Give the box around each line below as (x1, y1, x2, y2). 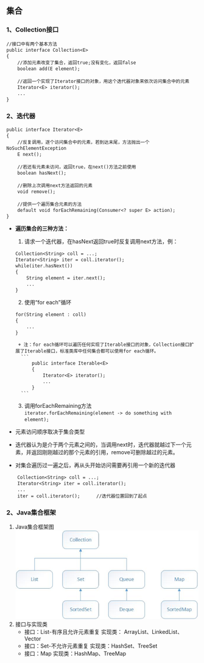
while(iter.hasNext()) (15, 262, 73, 269)
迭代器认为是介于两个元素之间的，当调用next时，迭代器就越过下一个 (15, 441, 187, 448)
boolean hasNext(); (17, 170, 67, 176)
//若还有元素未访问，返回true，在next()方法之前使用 (17, 164, 136, 170)
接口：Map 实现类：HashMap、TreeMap (24, 650, 127, 658)
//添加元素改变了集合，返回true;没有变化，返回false (17, 60, 136, 66)
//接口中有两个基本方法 (6, 41, 58, 47)
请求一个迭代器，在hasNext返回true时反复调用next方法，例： (24, 237, 178, 245)
